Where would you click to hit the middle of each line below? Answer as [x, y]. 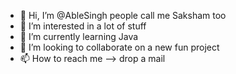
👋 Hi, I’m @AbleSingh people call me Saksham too [123, 15]
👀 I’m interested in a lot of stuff [83, 26]
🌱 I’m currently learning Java [79, 36]
